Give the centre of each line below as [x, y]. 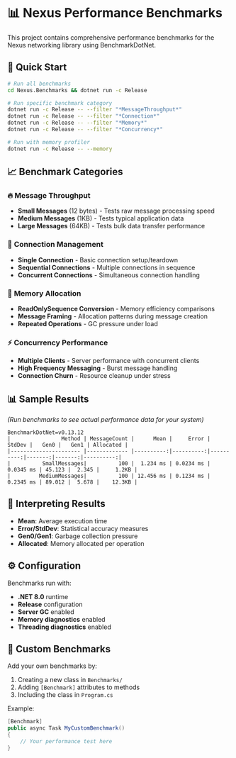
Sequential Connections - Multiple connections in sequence [106, 267]
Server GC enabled [46, 612]
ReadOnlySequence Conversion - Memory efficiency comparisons [116, 308]
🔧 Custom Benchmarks [59, 649]
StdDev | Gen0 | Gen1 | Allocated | [68, 445]
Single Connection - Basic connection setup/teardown [98, 260]
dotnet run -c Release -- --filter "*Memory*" [77, 123]
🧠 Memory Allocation [44, 293]
